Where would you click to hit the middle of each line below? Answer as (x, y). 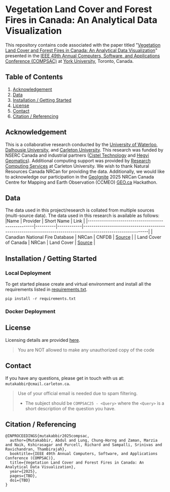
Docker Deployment (30, 311)
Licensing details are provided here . (43, 340)
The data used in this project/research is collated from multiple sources (80, 210)
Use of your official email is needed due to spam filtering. (78, 393)
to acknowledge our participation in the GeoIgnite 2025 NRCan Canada (80, 177)
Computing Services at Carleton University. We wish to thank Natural (77, 166)
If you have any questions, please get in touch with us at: (65, 378)
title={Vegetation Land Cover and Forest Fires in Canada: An (77, 463)
